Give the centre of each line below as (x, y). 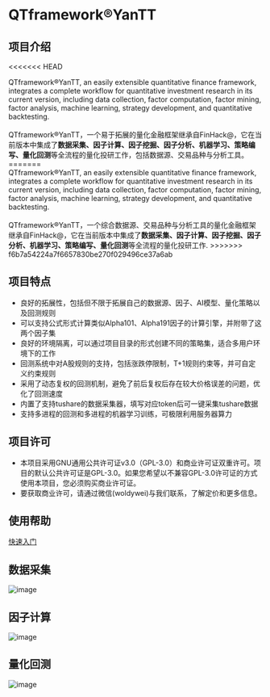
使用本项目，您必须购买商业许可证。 (80, 483)
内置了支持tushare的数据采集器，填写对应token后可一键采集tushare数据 (139, 403)
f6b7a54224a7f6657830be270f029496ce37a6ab (91, 254)
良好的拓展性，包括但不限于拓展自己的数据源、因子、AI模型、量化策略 (137, 302)
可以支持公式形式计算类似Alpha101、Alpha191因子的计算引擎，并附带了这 (141, 323)
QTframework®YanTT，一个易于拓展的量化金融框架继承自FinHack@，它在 (132, 134)
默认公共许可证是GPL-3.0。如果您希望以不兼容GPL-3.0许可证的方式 (146, 472)
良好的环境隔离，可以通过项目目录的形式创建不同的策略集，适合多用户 (137, 343)
